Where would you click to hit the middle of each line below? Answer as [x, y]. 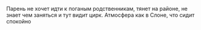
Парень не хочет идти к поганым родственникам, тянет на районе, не [97, 9]
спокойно [19, 21]
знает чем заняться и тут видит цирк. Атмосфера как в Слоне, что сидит [100, 15]
